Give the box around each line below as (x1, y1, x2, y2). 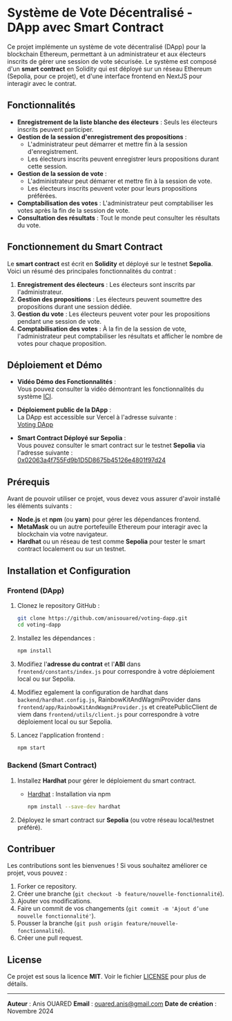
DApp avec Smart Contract (7, 19, 164, 35)
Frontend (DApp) (7, 586, 65, 595)
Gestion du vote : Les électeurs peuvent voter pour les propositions (17, 310, 211, 318)
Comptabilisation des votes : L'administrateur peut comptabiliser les (17, 199, 214, 207)
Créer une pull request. (17, 934, 84, 942)
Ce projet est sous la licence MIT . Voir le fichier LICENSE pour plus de (7, 972, 206, 981)
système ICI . (17, 392, 53, 401)
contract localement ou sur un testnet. (17, 545, 126, 553)
